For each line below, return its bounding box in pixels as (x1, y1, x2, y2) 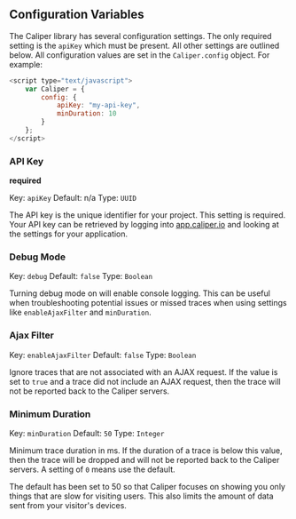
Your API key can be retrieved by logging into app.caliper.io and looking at (9, 220, 279, 230)
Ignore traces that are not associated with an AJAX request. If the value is (9, 366, 278, 377)
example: (9, 59, 43, 69)
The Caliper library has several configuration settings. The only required (9, 30, 272, 41)
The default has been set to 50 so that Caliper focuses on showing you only (9, 482, 286, 491)
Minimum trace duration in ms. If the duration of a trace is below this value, (9, 445, 284, 456)
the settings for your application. (9, 228, 129, 239)
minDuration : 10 (56, 109, 117, 118)
